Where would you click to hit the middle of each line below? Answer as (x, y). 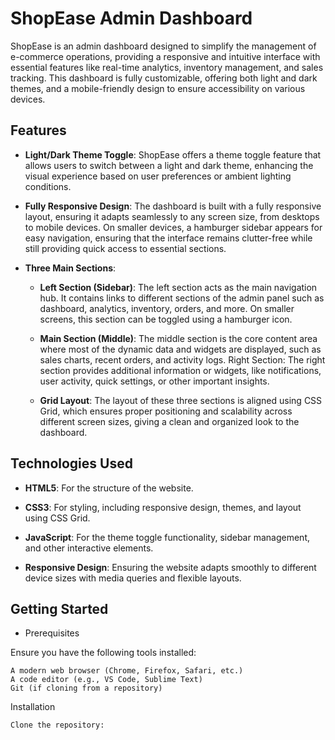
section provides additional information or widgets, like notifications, (180, 370)
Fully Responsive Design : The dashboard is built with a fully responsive (173, 206)
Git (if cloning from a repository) (86, 688)
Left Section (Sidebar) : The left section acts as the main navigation (178, 287)
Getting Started (59, 608)
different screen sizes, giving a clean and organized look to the (169, 421)
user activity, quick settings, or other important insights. (154, 381)
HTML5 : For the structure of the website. (109, 488)
